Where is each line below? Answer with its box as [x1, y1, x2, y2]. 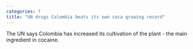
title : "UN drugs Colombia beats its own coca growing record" [6, 14, 166, 20]
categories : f [6, 8, 41, 15]
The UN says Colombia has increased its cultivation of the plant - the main [6, 30, 188, 37]
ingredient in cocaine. [6, 36, 59, 43]
